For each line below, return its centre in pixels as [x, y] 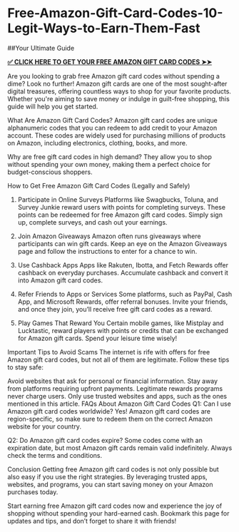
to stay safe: [26, 367]
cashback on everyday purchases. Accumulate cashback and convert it [123, 272]
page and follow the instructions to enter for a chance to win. [107, 251]
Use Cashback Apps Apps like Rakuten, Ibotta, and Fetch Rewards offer [123, 265]
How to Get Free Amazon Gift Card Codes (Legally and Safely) [99, 185]
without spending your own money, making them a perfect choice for [109, 164]
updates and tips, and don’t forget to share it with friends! [92, 521]
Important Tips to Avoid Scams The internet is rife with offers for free [109, 352]
